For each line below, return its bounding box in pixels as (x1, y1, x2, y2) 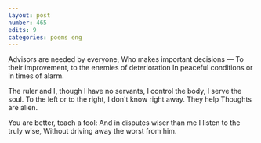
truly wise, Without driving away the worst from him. (8, 127, 177, 136)
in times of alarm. (8, 71, 64, 80)
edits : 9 (8, 26, 37, 34)
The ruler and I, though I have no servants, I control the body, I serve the (8, 87, 242, 96)
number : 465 (8, 19, 47, 27)
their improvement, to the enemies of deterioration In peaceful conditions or (8, 63, 253, 73)
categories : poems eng (8, 33, 82, 41)
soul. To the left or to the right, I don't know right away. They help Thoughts (8, 95, 252, 104)
